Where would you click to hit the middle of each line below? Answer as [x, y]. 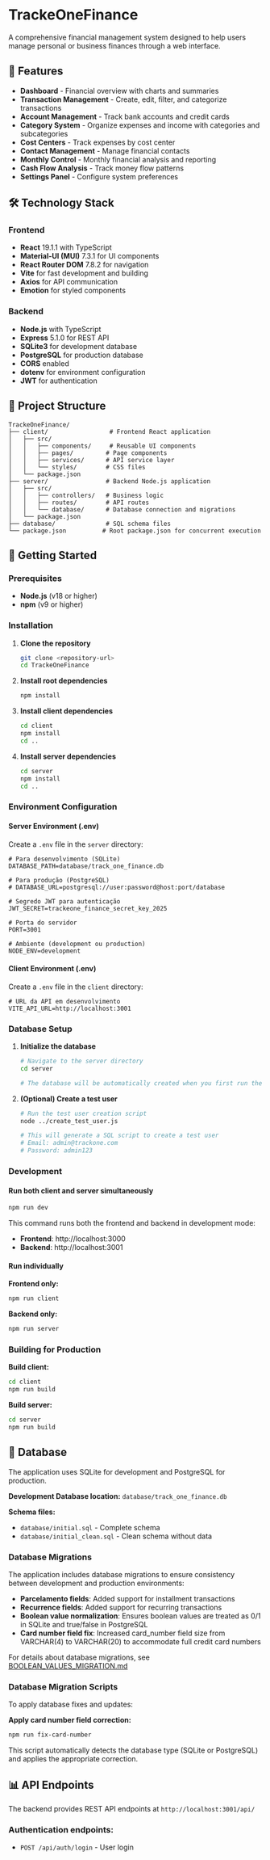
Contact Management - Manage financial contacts [105, 150]
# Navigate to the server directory [81, 1061]
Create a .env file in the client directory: [76, 987]
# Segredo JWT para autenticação [64, 901]
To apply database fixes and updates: [71, 1704]
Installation [31, 625]
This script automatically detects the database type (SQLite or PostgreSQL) [133, 1750]
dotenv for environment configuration [83, 372]
